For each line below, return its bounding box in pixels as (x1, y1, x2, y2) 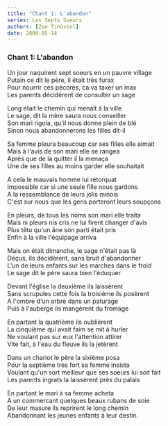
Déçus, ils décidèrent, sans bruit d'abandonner (7, 254, 142, 262)
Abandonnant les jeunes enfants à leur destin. (7, 411, 139, 419)
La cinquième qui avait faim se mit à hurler (7, 325, 128, 334)
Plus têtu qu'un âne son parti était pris (7, 225, 117, 234)
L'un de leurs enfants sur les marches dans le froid (7, 261, 152, 270)
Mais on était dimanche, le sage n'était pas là (7, 246, 137, 254)
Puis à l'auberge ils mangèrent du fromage (7, 304, 129, 313)
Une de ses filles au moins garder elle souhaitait (7, 161, 144, 170)
